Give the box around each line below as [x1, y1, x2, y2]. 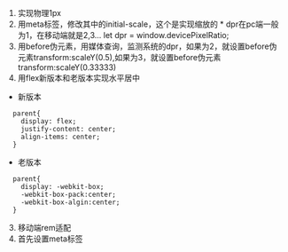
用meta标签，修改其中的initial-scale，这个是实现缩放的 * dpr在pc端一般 [17, 19, 279, 29]
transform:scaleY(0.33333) [17, 62, 117, 73]
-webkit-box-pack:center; [20, 190, 117, 199]
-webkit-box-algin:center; [20, 198, 121, 207]
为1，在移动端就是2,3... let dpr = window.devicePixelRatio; [17, 30, 230, 40]
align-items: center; [20, 132, 100, 141]
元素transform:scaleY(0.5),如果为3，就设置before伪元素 [17, 52, 222, 62]
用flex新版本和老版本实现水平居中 [17, 73, 140, 83]
